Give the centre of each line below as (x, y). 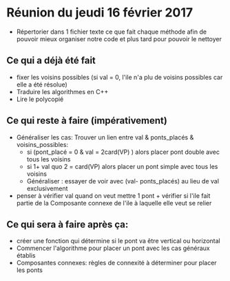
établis (26, 256)
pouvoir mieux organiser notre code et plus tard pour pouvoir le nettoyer (119, 38)
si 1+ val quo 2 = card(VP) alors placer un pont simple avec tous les (122, 166)
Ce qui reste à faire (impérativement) (87, 121)
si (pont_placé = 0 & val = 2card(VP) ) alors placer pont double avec (123, 152)
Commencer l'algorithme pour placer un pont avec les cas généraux (113, 248)
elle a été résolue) (42, 85)
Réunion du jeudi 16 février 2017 (100, 13)
